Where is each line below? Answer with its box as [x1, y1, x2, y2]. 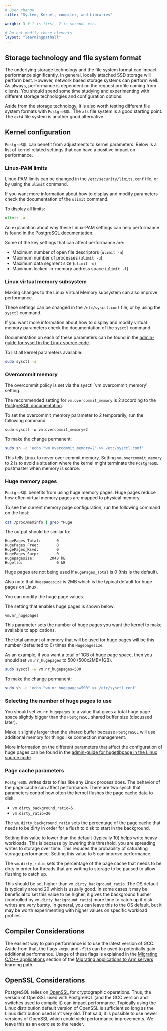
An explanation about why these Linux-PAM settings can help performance [5, 224, 160, 230]
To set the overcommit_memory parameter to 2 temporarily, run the [5, 412, 144, 418]
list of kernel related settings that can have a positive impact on [5, 146, 136, 153]
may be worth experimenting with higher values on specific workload [5, 907, 147, 913]
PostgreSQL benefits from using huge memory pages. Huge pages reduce [5, 489, 156, 495]
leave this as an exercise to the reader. [5, 1021, 85, 1027]
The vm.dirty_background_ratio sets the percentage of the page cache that [5, 820, 161, 826]
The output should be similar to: [5, 529, 71, 535]
